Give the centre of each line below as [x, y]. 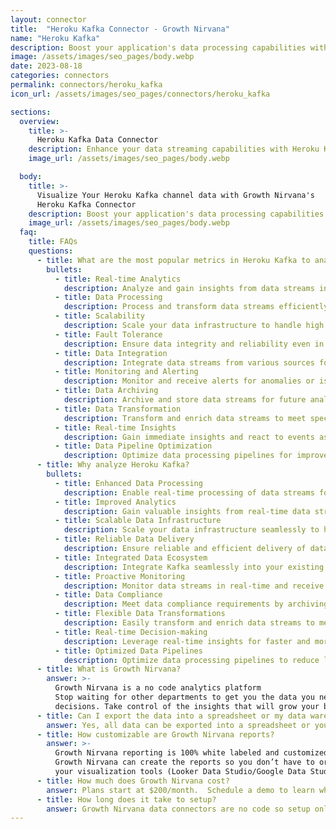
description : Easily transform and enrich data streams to [189, 623]
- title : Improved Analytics [115, 502]
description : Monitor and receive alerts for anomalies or [189, 381]
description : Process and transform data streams [169, 307]
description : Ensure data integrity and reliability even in [194, 344]
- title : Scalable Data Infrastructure [138, 521]
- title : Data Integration [111, 353]
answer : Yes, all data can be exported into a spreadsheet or [178, 725]
